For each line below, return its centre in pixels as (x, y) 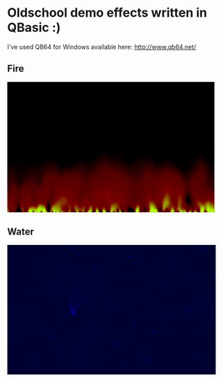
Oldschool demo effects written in (107, 13)
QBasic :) (34, 27)
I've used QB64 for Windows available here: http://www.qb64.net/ (102, 47)
